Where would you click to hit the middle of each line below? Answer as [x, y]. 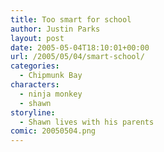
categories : [35, 66]
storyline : [33, 112]
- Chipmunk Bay [51, 76]
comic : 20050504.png [53, 131]
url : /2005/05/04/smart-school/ [77, 57]
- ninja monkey [51, 94]
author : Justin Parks [55, 29]
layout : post [37, 38]
